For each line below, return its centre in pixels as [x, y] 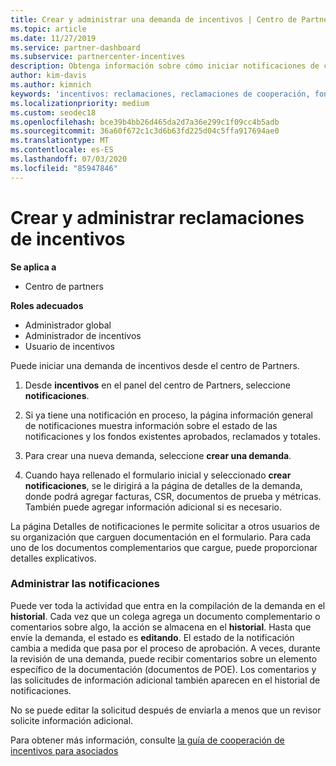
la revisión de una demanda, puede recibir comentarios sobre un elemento [164, 658]
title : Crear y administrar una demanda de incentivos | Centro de [154, 19]
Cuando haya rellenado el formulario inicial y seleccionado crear [158, 475]
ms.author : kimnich [51, 85]
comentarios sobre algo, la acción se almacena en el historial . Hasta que [161, 627]
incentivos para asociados [64, 750]
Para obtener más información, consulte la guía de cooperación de [147, 740]
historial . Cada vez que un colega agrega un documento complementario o [165, 616]
